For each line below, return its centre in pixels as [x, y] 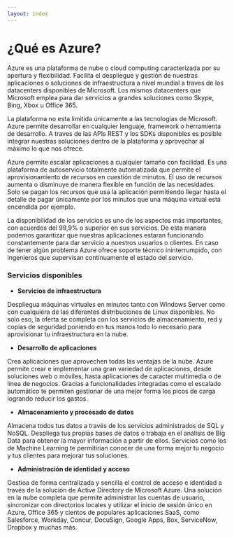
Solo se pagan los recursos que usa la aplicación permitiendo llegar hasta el [117, 192]
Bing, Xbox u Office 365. [43, 105]
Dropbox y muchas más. [42, 527]
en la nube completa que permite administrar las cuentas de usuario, [106, 497]
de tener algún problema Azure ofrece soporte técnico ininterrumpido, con [115, 250]
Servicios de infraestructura [59, 291]
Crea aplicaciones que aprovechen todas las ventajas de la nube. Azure [110, 361]
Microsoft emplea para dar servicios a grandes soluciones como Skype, [111, 97]
